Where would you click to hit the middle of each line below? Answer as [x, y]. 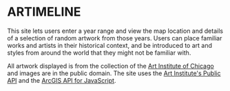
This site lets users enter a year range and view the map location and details [115, 31]
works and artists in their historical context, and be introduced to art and [109, 45]
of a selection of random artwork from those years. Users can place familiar [115, 38]
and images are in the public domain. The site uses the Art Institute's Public [114, 73]
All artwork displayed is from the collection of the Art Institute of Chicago [111, 66]
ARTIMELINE [44, 12]
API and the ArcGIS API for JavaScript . [62, 80]
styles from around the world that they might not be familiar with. [99, 53]
